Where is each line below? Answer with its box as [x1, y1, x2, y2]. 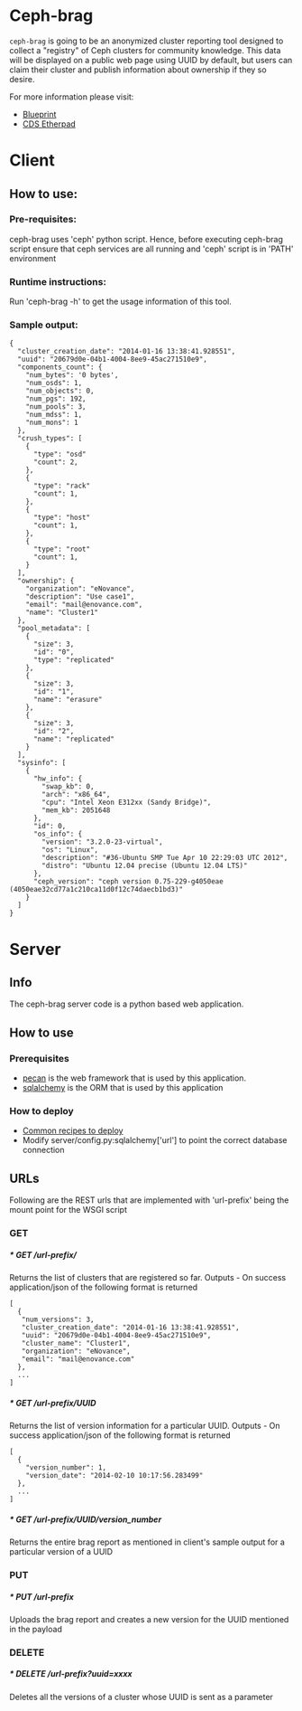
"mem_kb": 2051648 [41, 806, 111, 815]
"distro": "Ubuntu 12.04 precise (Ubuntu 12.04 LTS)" [41, 861, 248, 871]
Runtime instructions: [9, 275, 106, 288]
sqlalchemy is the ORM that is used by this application [22, 1082, 224, 1093]
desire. [9, 73, 35, 84]
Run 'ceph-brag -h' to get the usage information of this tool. [9, 296, 232, 307]
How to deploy [9, 1105, 74, 1118]
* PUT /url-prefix [9, 1591, 74, 1602]
